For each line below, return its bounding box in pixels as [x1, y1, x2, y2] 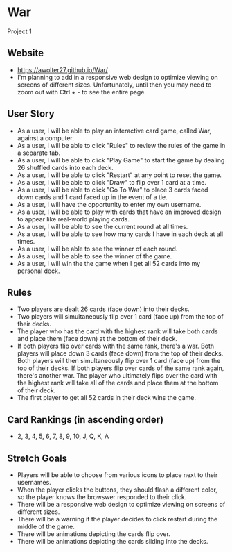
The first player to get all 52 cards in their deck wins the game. [17, 394, 196, 402]
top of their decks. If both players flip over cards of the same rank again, [17, 364, 224, 372]
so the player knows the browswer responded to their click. [17, 493, 187, 501]
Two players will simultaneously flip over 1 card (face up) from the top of [17, 312, 224, 321]
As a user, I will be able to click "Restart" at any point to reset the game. [17, 171, 222, 179]
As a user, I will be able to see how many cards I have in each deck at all [17, 230, 224, 238]
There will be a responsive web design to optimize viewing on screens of [17, 501, 226, 508]
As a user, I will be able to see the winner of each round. [17, 244, 178, 253]
